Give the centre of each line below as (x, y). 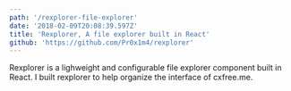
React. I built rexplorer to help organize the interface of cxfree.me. (131, 78)
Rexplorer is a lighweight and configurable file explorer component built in (145, 68)
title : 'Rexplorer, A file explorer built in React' (110, 34)
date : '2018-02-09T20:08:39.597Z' (74, 26)
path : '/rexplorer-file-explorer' (74, 17)
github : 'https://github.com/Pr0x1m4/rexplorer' (102, 42)
